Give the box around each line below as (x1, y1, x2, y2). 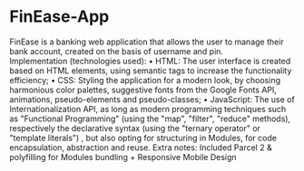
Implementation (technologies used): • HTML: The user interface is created (9, 55, 291, 66)
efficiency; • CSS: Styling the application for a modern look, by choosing (9, 74, 281, 85)
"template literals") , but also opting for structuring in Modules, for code (9, 132, 277, 143)
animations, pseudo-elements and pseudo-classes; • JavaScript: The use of (9, 93, 295, 105)
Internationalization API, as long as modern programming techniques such (9, 103, 287, 114)
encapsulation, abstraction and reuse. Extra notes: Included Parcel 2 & (9, 142, 272, 153)
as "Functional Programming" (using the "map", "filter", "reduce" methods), (9, 113, 291, 124)
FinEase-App (9, 6, 110, 27)
